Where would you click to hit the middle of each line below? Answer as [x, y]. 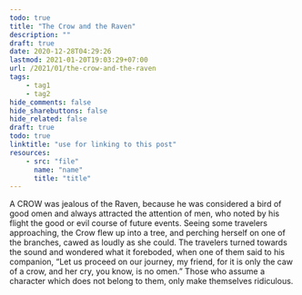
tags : [20, 77]
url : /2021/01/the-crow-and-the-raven [83, 69]
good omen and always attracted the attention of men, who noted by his [145, 213]
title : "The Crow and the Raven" [73, 26]
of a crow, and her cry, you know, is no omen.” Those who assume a [137, 271]
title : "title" [62, 178]
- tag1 [38, 85]
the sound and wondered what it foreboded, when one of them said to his [147, 252]
